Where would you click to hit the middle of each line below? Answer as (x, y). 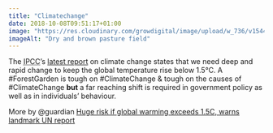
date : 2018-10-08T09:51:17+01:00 (65, 24)
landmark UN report (42, 120)
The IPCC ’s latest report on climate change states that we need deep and (131, 62)
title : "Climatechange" (49, 16)
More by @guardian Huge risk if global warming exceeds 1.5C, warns (124, 112)
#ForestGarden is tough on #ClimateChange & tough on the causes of (125, 79)
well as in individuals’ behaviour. (62, 96)
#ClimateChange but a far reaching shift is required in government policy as (135, 88)
